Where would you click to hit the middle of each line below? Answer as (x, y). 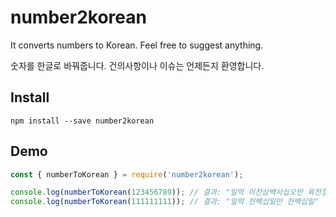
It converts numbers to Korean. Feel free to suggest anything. (137, 45)
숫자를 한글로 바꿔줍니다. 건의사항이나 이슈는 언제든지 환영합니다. (137, 65)
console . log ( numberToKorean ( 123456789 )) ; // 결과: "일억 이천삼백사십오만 (156, 192)
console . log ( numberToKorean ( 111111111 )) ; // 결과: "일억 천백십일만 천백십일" (165, 202)
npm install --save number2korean (82, 121)
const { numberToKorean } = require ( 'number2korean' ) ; (127, 174)
